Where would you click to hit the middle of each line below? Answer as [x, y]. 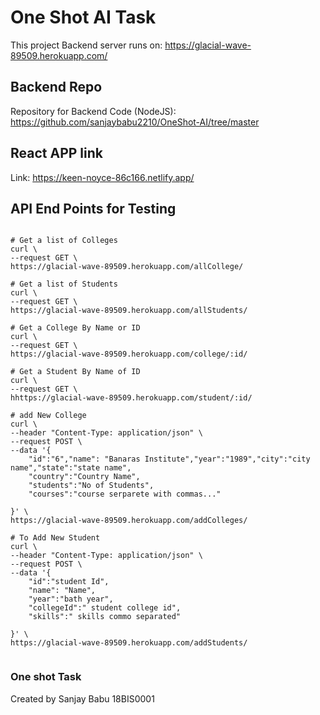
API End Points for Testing [93, 208]
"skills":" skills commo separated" [105, 617]
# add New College [48, 416]
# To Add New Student [55, 538]
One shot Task [46, 677]
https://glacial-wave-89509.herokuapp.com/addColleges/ [129, 521]
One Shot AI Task [83, 17]
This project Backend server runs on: [86, 45]
